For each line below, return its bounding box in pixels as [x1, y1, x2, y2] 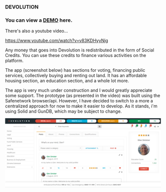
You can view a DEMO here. [5, 16, 73, 23]
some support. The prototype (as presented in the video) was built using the [5, 93, 161, 98]
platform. [5, 58, 24, 64]
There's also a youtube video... [5, 28, 68, 34]
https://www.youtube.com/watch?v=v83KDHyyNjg [5, 38, 109, 44]
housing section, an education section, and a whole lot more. [5, 78, 129, 84]
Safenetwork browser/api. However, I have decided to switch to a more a [5, 98, 153, 104]
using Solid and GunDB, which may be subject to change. [5, 108, 122, 114]
